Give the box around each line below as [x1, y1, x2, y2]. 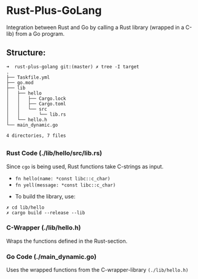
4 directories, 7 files [6, 133, 67, 139]
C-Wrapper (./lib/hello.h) [6, 223, 81, 232]
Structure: [6, 48, 46, 58]
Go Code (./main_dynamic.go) [6, 252, 97, 261]
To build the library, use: [15, 192, 76, 200]
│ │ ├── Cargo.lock [6, 95, 67, 102]
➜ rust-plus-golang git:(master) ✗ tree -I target [6, 64, 139, 70]
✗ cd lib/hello [6, 204, 45, 211]
